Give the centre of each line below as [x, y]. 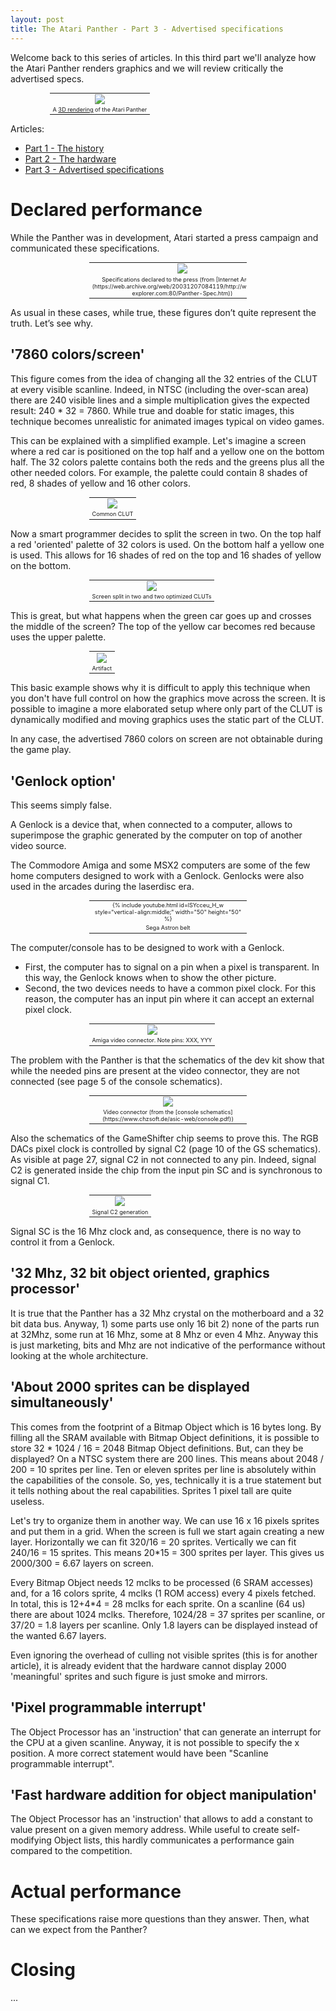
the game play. [41, 750]
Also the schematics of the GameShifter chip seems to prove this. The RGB [164, 1138]
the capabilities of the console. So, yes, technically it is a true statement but [166, 1480]
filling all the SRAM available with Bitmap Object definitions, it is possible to [165, 1437]
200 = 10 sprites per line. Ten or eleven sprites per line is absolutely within [163, 1469]
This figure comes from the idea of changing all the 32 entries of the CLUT [164, 378]
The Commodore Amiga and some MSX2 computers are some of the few [160, 865]
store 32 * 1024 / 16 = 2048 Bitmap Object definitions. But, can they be [157, 1448]
